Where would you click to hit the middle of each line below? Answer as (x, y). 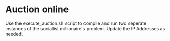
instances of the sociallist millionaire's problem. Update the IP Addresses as (85, 28)
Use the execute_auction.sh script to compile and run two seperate (76, 23)
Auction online (37, 9)
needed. (14, 34)
